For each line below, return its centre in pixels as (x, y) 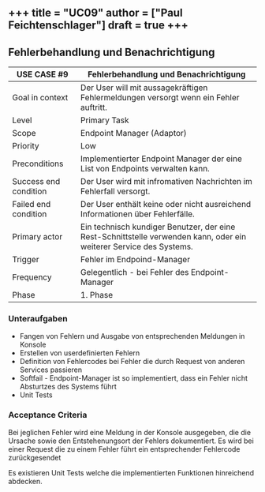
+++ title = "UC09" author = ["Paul (95, 13)
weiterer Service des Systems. (136, 246)
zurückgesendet (35, 457)
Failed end (32, 205)
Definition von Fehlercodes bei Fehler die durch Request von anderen (132, 361)
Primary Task (105, 120)
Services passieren (51, 370)
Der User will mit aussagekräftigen (144, 88)
